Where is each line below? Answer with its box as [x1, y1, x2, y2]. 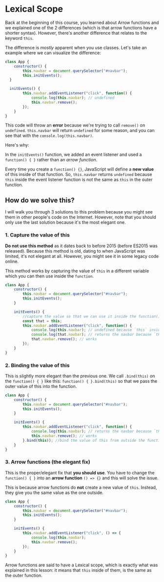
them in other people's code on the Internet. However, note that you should [5, 214, 156, 220]
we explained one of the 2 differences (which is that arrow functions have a [5, 24, 157, 30]
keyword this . [5, 35, 34, 41]
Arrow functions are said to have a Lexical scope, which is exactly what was [5, 562, 158, 568]
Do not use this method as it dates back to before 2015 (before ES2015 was [5, 243, 158, 249]
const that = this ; [22, 319, 62, 323]
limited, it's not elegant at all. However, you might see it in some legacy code [5, 253, 159, 259]
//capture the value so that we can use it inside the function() [22, 314, 161, 319]
